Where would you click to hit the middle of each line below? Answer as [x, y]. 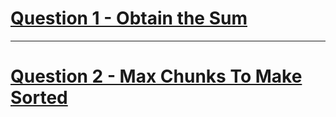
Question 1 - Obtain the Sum [129, 18]
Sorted [39, 98]
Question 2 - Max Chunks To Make [156, 76]
